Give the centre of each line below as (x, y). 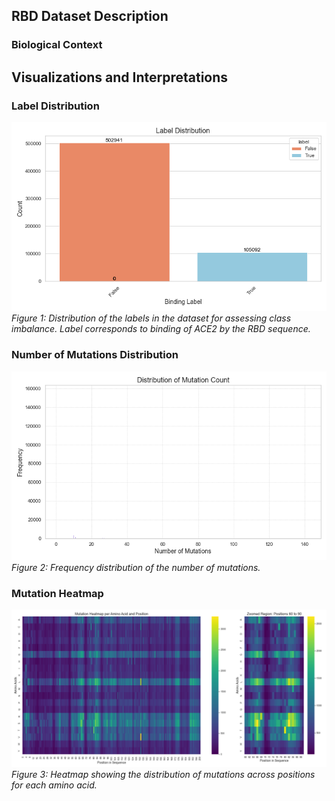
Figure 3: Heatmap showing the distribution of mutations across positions (163, 775)
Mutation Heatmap (57, 593)
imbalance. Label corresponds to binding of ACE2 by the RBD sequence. (161, 329)
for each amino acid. (54, 785)
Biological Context (57, 45)
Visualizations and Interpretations (120, 77)
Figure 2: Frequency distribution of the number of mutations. (136, 568)
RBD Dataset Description (90, 16)
